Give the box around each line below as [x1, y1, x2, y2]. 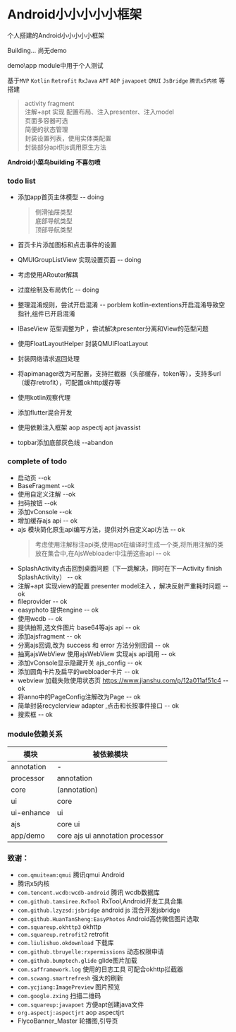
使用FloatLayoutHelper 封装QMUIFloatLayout [17, 340, 149, 348]
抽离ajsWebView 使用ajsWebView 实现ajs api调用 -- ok [17, 649, 176, 658]
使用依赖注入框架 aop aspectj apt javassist [17, 423, 141, 432]
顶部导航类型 [35, 225, 73, 234]
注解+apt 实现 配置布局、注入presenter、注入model [24, 107, 175, 116]
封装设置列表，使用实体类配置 [24, 134, 111, 142]
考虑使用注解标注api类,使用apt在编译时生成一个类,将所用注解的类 [35, 540, 224, 548]
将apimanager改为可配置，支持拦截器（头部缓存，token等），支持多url [17, 369, 221, 378]
